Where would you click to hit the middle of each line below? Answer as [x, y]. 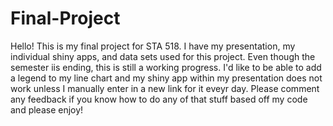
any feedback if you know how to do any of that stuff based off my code [159, 99]
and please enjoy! [47, 109]
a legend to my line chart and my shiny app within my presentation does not [166, 78]
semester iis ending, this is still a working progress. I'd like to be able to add [166, 67]
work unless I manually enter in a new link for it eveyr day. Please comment [165, 88]
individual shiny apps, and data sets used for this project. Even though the [163, 56]
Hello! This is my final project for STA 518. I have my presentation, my [153, 46]
